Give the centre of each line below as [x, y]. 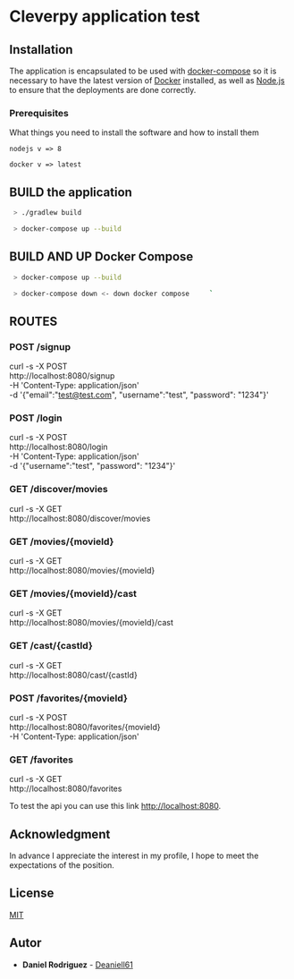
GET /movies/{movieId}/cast [73, 593]
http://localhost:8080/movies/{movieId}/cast [92, 623]
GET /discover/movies [59, 489]
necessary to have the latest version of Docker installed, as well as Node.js [147, 81]
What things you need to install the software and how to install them [134, 132]
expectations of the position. [62, 865]
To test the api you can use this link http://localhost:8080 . [115, 806]
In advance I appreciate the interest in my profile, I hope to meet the [134, 856]
